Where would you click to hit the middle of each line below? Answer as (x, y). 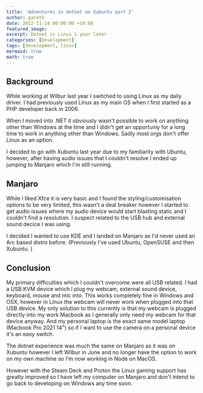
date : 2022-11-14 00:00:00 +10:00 (50, 23)
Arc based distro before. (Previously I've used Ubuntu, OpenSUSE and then (100, 243)
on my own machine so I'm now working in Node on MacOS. (82, 359)
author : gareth (25, 18)
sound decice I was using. (39, 224)
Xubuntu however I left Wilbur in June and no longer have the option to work (101, 352)
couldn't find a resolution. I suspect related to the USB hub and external (95, 218)
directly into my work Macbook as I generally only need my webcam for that (101, 315)
